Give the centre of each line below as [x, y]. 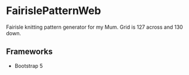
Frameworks [30, 52]
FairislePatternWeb [54, 11]
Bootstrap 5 [29, 66]
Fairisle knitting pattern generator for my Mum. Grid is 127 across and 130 [94, 27]
